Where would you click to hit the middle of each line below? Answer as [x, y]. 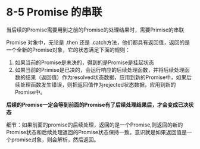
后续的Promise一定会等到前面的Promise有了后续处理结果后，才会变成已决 [97, 104]
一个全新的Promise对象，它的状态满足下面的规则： [68, 50]
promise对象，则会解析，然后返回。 [55, 140]
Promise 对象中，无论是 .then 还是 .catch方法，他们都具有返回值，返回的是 [98, 42]
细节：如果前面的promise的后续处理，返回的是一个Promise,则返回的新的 [95, 125]
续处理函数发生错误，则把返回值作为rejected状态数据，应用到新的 [95, 84]
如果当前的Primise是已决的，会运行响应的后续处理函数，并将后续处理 [99, 69]
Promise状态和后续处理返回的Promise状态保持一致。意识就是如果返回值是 [97, 132]
